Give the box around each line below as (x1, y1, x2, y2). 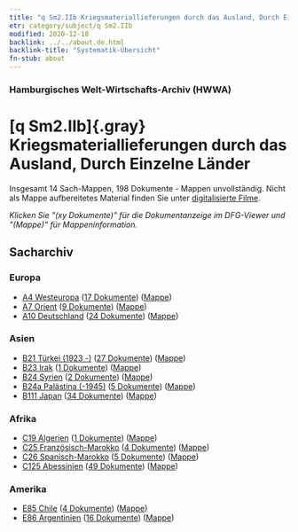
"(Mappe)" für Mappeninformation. (9, 219, 138, 230)
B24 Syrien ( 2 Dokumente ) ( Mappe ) (21, 372, 153, 382)
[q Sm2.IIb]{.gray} (9, 116, 146, 137)
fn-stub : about (9, 54, 66, 63)
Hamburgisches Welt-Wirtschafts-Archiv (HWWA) (9, 83, 232, 96)
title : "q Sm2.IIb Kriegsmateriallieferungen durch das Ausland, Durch (9, 12, 279, 22)
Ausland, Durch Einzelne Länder (9, 154, 251, 174)
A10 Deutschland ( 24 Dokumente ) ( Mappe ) (21, 310, 179, 321)
